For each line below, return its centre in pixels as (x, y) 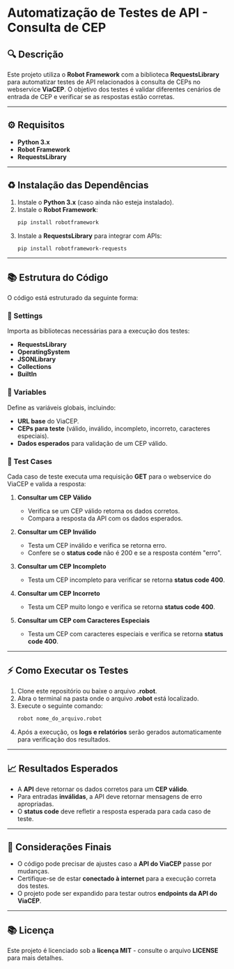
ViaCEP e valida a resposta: (47, 484)
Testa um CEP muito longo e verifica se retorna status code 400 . (122, 607)
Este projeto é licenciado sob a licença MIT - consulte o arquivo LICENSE (113, 951)
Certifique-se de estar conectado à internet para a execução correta (117, 879)
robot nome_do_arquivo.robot (60, 719)
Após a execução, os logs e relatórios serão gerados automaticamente (119, 732)
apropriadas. (36, 804)
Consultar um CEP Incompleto (62, 566)
